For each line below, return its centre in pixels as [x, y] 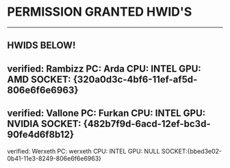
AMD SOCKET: [39, 79]
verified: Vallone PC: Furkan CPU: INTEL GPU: [106, 113]
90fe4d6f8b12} [40, 135]
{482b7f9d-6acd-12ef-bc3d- [147, 124]
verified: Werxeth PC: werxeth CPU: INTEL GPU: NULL [84, 151]
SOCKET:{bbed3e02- [192, 151]
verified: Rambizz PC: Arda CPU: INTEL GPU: [104, 69]
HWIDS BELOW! [41, 45]
